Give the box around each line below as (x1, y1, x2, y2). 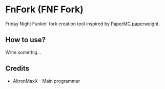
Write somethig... (5, 49, 42, 55)
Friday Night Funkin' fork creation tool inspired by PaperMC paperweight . (5, 21, 160, 27)
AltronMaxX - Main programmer (12, 78, 80, 84)
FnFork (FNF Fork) (5, 4, 84, 15)
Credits (5, 64, 30, 73)
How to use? (5, 35, 46, 44)
